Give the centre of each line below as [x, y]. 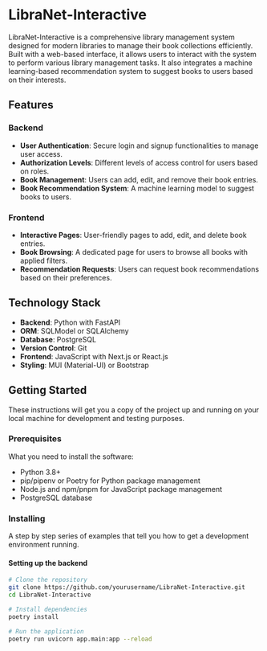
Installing [27, 518]
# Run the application [46, 631]
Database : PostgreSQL [58, 339]
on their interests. [37, 80]
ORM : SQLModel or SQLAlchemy [75, 330]
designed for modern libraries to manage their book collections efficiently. [131, 45]
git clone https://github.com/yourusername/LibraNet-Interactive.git [127, 588]
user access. [41, 154]
